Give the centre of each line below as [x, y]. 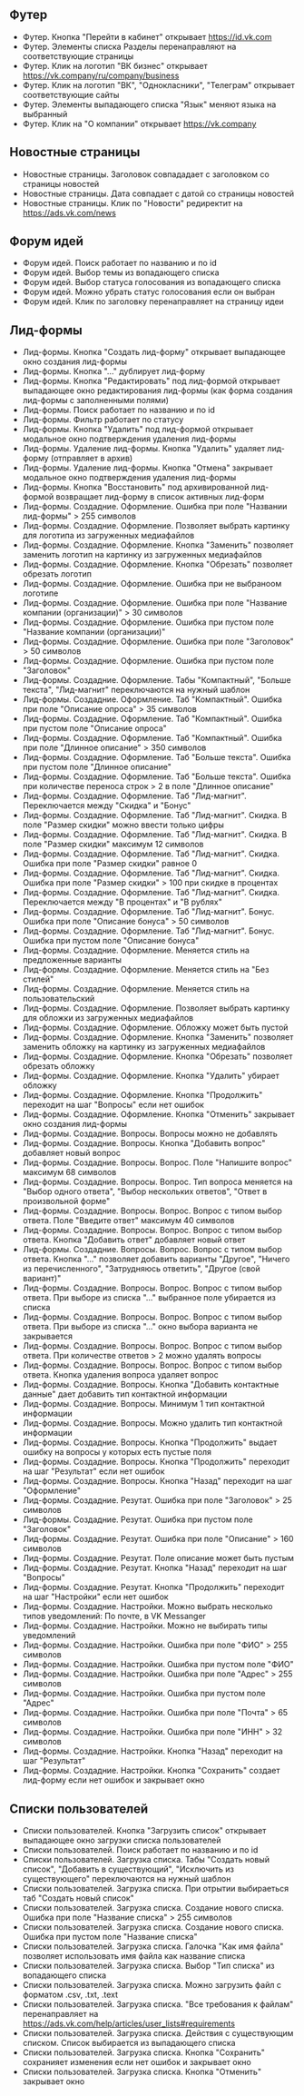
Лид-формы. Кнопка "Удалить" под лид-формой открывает [138, 430]
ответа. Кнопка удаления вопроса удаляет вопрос [121, 1375]
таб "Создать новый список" [78, 1898]
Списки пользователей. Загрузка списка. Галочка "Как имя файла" [153, 1946]
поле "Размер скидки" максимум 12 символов [113, 845]
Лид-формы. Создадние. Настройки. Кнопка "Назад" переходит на [152, 1751]
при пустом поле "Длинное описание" [97, 767]
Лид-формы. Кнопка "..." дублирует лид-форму [114, 371]
